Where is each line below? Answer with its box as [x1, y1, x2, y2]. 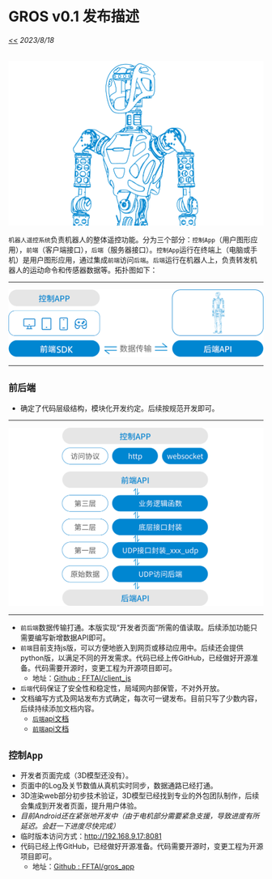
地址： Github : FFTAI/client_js [32, 673, 132, 683]
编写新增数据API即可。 [34, 633, 111, 642]
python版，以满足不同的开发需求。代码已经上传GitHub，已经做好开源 [19, 653, 252, 663]
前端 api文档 [32, 723, 70, 733]
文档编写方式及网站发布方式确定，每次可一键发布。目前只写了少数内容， [19, 693, 261, 703]
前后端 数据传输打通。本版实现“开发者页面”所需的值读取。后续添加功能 [19, 622, 251, 632]
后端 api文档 [32, 714, 70, 723]
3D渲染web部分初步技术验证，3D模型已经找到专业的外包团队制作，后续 [19, 791, 260, 800]
